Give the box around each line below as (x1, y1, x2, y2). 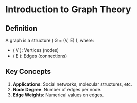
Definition (5, 24, 37, 33)
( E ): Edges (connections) (12, 53, 67, 59)
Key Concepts (5, 67, 51, 76)
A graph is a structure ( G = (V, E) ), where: (5, 37, 94, 43)
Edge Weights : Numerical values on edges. (12, 92, 104, 98)
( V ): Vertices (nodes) (12, 47, 59, 53)
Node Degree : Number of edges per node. (12, 86, 102, 92)
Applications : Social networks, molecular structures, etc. (12, 81, 132, 87)
